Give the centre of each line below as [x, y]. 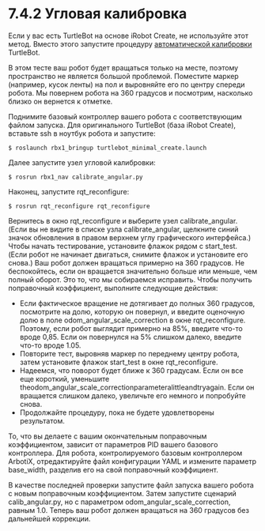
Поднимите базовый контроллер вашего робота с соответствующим [125, 116]
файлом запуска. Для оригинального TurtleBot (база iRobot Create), [122, 125]
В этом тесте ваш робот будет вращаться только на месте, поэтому [123, 67]
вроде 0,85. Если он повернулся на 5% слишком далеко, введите [131, 337]
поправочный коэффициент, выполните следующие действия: [113, 288]
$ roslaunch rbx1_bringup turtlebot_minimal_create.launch [108, 148]
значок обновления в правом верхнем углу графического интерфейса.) [130, 237]
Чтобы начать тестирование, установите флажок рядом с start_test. [123, 246]
